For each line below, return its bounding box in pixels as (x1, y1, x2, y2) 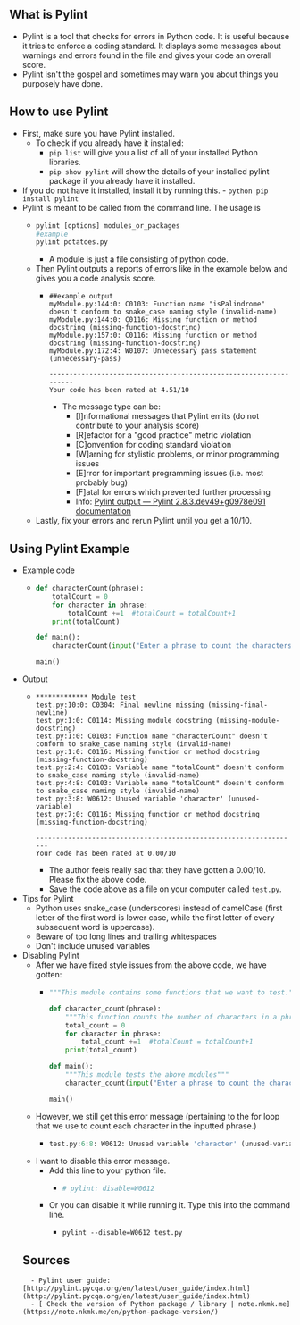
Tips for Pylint (21, 893, 74, 904)
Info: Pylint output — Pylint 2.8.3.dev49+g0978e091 (75, 496, 266, 507)
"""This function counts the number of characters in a (65, 1012, 278, 1021)
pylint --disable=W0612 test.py (62, 1229, 183, 1237)
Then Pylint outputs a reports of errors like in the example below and (35, 264, 288, 274)
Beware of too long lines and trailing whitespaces (35, 931, 217, 942)
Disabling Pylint (21, 951, 80, 961)
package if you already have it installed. (48, 175, 196, 186)
